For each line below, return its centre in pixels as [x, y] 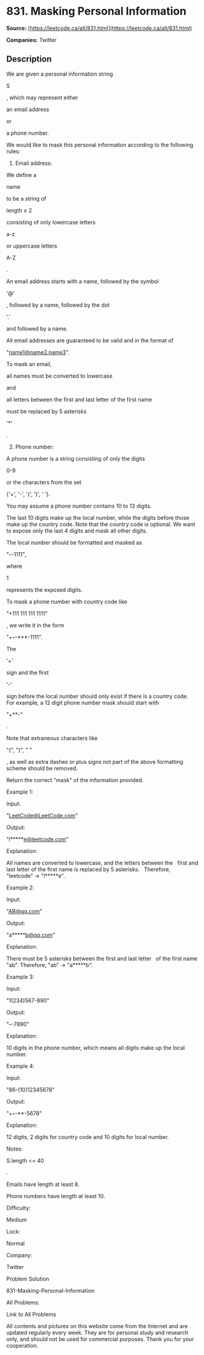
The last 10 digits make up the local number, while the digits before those [98, 517]
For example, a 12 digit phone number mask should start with [83, 702]
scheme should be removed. [42, 768]
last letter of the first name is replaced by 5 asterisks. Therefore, [88, 869]
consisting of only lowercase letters [51, 222]
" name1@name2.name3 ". [38, 352]
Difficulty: [19, 1208]
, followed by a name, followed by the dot [58, 305]
